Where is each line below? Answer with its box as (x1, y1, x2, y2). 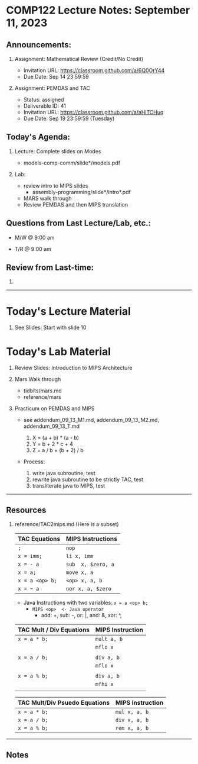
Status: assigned (23, 96, 64, 103)
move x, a (65, 569, 94, 576)
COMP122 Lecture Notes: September (6, 4, 190, 17)
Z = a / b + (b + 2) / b (32, 447, 84, 454)
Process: (23, 458, 45, 465)
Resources (6, 505, 47, 515)
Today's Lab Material (6, 344, 111, 358)
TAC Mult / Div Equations (17, 626, 90, 634)
